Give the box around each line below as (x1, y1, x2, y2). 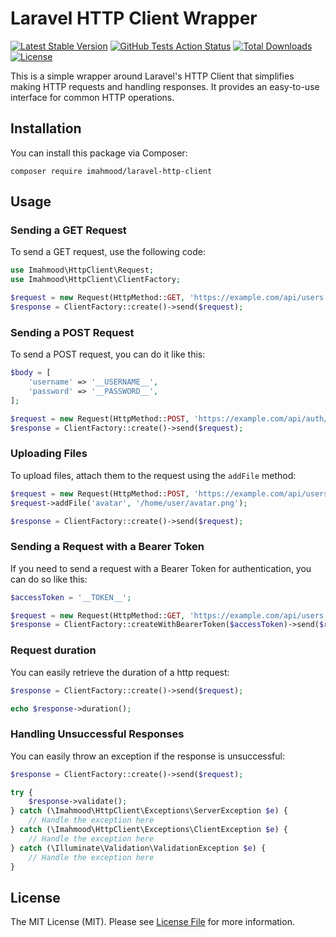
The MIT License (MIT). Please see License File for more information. (10, 916, 295, 928)
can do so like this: (10, 573, 88, 585)
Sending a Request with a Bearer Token (10, 540, 205, 554)
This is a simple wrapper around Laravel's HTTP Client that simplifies (10, 70, 295, 82)
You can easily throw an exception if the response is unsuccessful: (10, 750, 285, 762)
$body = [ (10, 368, 52, 378)
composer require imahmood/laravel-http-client (10, 166, 213, 176)
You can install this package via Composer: (10, 147, 188, 159)
